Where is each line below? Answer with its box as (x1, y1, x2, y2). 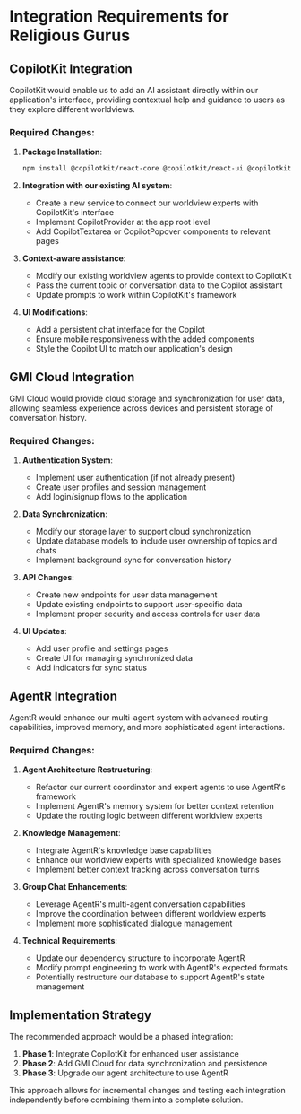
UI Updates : (21, 626, 67, 637)
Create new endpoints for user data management (35, 589, 218, 600)
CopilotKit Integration (9, 61, 133, 76)
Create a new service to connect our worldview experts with (35, 197, 259, 208)
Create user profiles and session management (35, 482, 207, 492)
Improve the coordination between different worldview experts (35, 909, 267, 919)
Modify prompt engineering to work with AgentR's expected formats (35, 962, 288, 973)
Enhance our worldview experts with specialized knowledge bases (35, 855, 282, 866)
